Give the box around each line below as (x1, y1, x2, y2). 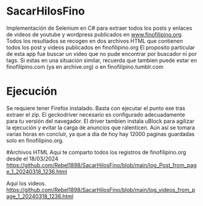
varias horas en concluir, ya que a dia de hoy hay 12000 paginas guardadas (6, 130, 195, 137)
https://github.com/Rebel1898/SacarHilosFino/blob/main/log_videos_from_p (6, 186, 196, 193)
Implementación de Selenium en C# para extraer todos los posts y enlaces (6, 24, 193, 32)
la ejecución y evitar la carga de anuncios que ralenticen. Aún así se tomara (6, 123, 195, 131)
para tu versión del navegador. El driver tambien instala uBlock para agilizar (6, 117, 195, 125)
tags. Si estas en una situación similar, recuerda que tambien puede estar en (6, 57, 197, 64)
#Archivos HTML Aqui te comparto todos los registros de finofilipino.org (6, 148, 187, 156)
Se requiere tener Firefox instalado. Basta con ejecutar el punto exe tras (6, 105, 186, 112)
